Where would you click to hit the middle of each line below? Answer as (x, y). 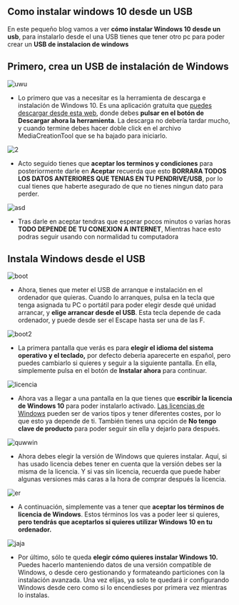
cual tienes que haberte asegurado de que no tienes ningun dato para (120, 186)
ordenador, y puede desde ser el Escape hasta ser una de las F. (111, 320)
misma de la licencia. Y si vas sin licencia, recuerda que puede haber (119, 471)
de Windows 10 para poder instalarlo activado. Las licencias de (111, 406)
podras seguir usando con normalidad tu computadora (98, 236)
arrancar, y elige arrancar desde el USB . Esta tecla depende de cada (119, 313)
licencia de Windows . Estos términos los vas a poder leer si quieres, (118, 514)
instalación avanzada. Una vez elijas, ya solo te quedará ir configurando (123, 580)
